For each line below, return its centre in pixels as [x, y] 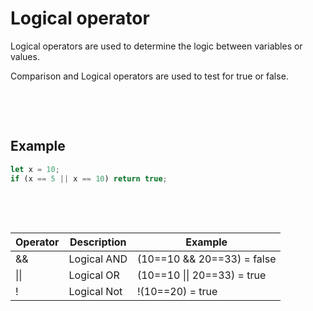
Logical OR [94, 275]
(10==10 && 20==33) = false [206, 259]
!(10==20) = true [177, 291]
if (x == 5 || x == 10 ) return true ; [89, 178]
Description [98, 242]
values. [25, 56]
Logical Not [95, 291]
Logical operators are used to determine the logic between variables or [156, 46]
